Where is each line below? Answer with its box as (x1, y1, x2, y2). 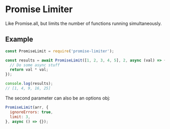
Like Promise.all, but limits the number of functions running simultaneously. (5, 20, 162, 26)
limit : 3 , (10, 114, 30, 119)
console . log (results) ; (5, 81, 53, 86)
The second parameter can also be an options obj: (5, 95, 110, 101)
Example (5, 35, 33, 44)
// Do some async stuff (10, 62, 60, 68)
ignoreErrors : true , (10, 109, 53, 115)
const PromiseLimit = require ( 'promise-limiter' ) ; (5, 48, 114, 54)
